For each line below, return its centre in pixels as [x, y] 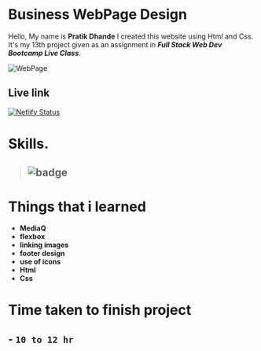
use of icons [40, 262]
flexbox [32, 237]
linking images [44, 245]
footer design [42, 253]
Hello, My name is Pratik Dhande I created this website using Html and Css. [131, 36]
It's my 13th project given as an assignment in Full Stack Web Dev [115, 44]
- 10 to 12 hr [41, 339]
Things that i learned [77, 207]
